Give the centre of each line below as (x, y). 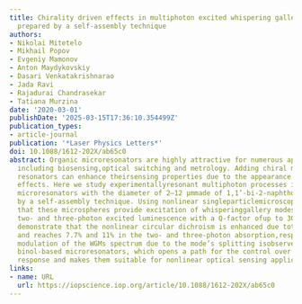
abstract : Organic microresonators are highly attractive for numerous (146, 160)
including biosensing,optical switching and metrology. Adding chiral (152, 168)
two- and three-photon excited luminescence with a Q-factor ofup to (150, 218)
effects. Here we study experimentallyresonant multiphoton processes (152, 185)
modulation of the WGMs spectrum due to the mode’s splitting (136, 244)
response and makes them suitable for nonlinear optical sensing (142, 260)
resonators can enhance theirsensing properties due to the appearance (155, 176)
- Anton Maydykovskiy (50, 68)
